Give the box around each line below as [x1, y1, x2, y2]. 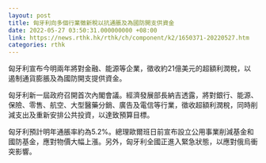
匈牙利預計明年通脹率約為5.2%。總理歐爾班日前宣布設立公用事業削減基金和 [8, 127, 255, 137]
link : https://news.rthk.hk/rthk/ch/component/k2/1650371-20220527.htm [8, 33, 249, 42]
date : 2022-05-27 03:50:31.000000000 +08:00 [8, 26, 158, 34]
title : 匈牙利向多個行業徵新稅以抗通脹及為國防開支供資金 [8, 19, 175, 27]
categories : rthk [8, 41, 66, 49]
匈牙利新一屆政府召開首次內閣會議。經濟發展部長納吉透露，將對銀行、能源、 [8, 90, 258, 100]
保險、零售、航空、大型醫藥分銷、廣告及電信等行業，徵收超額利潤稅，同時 [8, 100, 251, 110]
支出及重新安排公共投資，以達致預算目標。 [14, 110, 154, 119]
